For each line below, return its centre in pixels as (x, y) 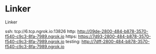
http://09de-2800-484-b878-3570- (113, 31)
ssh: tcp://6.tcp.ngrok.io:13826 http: (41, 31)
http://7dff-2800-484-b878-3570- (115, 41)
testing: (73, 41)
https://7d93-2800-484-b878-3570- (114, 36)
